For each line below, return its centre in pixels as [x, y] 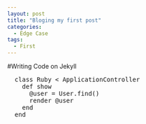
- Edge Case [31, 33]
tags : [15, 40]
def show [37, 87]
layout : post [26, 14]
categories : [24, 27]
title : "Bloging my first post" [54, 20]
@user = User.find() [64, 94]
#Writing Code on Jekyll [42, 66]
